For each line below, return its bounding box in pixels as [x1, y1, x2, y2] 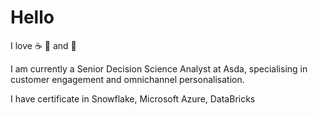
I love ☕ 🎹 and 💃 [10, 39, 77, 51]
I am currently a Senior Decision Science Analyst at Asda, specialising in [10, 62, 308, 75]
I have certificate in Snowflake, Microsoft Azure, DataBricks [10, 92, 256, 105]
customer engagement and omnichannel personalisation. [10, 73, 245, 85]
